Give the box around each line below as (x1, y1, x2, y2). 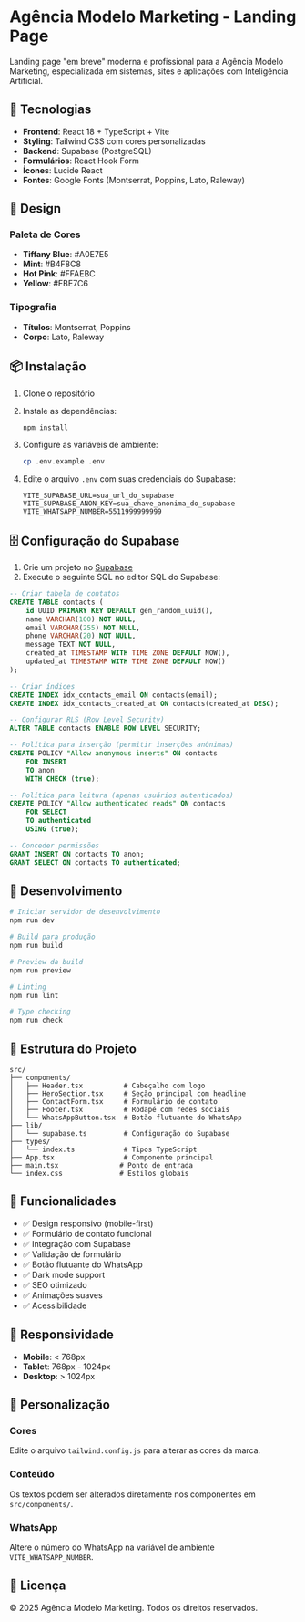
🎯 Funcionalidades (9, 1193, 117, 1210)
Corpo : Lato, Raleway (22, 331, 105, 342)
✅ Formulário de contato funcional (22, 1228, 152, 1239)
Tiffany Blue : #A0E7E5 (22, 249, 109, 260)
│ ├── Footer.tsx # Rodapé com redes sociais (9, 1105, 230, 1114)
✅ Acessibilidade (22, 1300, 87, 1311)
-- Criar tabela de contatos (9, 589, 120, 598)
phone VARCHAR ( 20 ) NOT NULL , (25, 631, 137, 640)
